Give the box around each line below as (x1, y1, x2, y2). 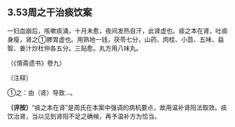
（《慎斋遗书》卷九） (7, 59, 66, 67)
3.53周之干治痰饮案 (7, 6, 92, 19)
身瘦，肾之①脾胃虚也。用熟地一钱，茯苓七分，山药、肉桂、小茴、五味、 (7, 35, 218, 43)
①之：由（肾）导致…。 (7, 88, 77, 96)
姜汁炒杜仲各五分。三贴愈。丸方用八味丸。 (19, 44, 142, 52)
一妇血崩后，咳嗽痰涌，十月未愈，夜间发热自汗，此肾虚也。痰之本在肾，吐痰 (7, 27, 228, 35)
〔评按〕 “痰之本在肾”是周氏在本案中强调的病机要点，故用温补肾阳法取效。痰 (7, 103, 227, 112)
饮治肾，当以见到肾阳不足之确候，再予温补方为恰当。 (7, 112, 161, 120)
